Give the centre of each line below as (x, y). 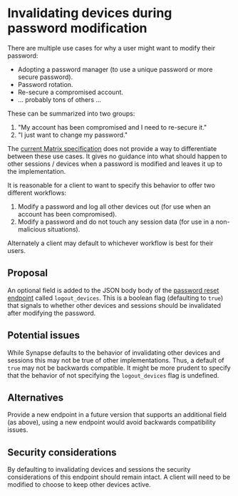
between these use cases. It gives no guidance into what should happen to (117, 156)
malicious (32, 229)
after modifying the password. (52, 313)
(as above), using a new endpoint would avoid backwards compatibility (112, 423)
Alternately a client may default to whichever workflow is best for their (110, 243)
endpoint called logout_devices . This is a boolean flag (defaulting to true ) (115, 298)
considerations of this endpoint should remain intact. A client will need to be (119, 477)
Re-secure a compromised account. (70, 92)
